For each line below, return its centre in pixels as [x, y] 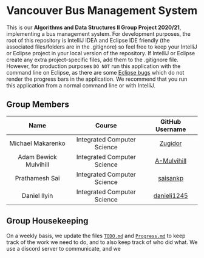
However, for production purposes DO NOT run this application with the [93, 66]
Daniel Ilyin [37, 195]
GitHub [171, 121]
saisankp [171, 178]
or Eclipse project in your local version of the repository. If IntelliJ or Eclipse [101, 53]
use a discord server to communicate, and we [64, 248]
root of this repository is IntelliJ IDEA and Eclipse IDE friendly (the [88, 40]
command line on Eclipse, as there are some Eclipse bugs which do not [95, 72]
